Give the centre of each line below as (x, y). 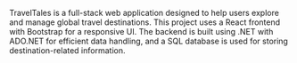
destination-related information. (67, 51)
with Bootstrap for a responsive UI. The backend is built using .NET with (141, 31)
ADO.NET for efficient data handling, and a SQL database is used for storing (148, 41)
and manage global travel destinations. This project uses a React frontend (145, 22)
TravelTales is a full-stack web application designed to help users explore (144, 13)
